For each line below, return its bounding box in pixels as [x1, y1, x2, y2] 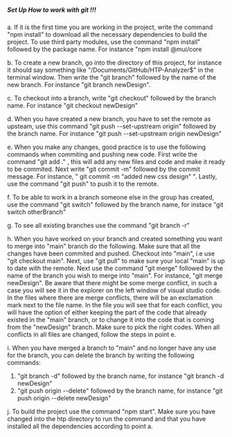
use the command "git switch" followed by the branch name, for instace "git [7, 200, 224, 208]
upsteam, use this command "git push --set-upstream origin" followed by [7, 122, 217, 130]
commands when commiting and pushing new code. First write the [7, 150, 197, 159]
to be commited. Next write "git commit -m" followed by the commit [7, 165, 201, 173]
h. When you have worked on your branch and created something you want [7, 234, 223, 242]
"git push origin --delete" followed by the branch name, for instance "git [17, 386, 223, 395]
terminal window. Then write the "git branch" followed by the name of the [7, 73, 217, 81]
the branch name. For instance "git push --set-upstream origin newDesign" [7, 129, 222, 138]
